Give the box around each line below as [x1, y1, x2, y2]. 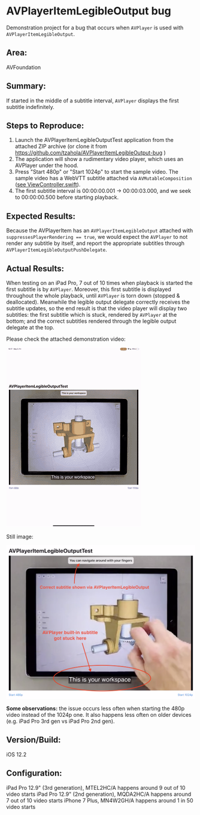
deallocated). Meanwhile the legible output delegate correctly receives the [6, 298, 190, 305]
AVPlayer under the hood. [14, 162, 79, 169]
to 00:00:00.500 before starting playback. [14, 193, 119, 201]
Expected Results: [6, 211, 76, 221]
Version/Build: [6, 735, 61, 745]
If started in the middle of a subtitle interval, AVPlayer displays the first [6, 97, 179, 104]
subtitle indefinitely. [6, 103, 55, 110]
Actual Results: [6, 263, 65, 274]
